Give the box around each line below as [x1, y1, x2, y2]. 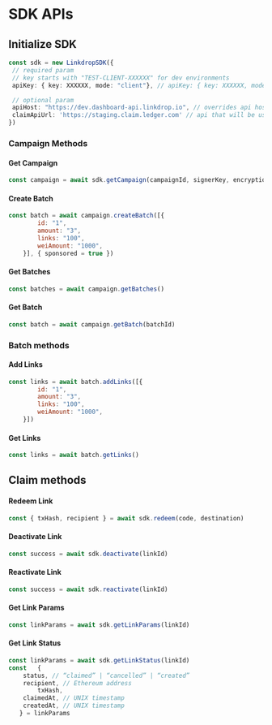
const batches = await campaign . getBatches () [8, 285, 164, 293]
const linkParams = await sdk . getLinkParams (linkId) [8, 620, 190, 629]
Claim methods [8, 473, 87, 487]
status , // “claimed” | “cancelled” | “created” [23, 671, 190, 680]
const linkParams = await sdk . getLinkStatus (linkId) [8, 656, 190, 664]
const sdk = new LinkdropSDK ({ [8, 58, 114, 67]
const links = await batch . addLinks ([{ [8, 378, 143, 386]
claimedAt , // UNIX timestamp [23, 694, 125, 702]
